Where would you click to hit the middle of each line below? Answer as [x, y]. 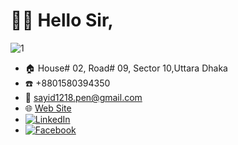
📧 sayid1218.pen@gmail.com [83, 97]
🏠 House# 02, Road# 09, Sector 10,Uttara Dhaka [126, 68]
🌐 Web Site [48, 108]
